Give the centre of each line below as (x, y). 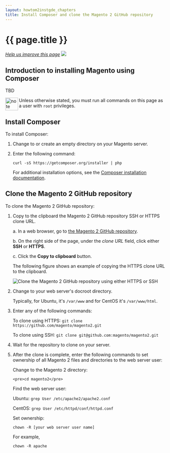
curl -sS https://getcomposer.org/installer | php (67, 163)
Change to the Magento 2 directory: (50, 370)
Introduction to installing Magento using (70, 70)
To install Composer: (27, 134)
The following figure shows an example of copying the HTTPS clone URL (89, 266)
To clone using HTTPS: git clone (47, 320)
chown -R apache (30, 446)
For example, (26, 437)
